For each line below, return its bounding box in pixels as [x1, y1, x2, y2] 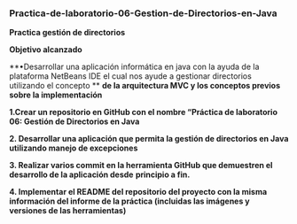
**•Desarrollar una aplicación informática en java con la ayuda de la [9, 61, 260, 73]
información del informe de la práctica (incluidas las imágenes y [9, 196, 250, 206]
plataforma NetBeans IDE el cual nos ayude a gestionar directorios [9, 71, 253, 81]
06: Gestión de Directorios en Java [9, 116, 140, 127]
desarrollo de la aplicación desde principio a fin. [9, 169, 191, 180]
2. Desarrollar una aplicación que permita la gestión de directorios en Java [9, 134, 289, 144]
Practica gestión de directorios [9, 27, 126, 38]
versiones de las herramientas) [9, 205, 127, 216]
